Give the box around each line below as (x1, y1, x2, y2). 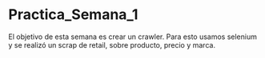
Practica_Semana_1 (8, 6, 139, 24)
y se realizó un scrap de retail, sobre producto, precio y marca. (8, 40, 216, 49)
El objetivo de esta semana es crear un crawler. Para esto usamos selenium (8, 32, 258, 41)
